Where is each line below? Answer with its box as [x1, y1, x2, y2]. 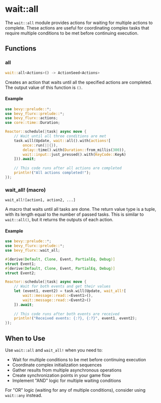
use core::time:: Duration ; [5, 120, 60, 125]
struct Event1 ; [5, 261, 36, 266]
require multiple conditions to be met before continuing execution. [5, 30, 139, 36]
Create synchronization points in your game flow [12, 373, 111, 378]
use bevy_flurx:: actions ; [5, 115, 58, 121]
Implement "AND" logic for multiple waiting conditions [12, 377, 121, 384]
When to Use [5, 334, 46, 343]
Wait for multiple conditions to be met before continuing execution [12, 357, 146, 363]
